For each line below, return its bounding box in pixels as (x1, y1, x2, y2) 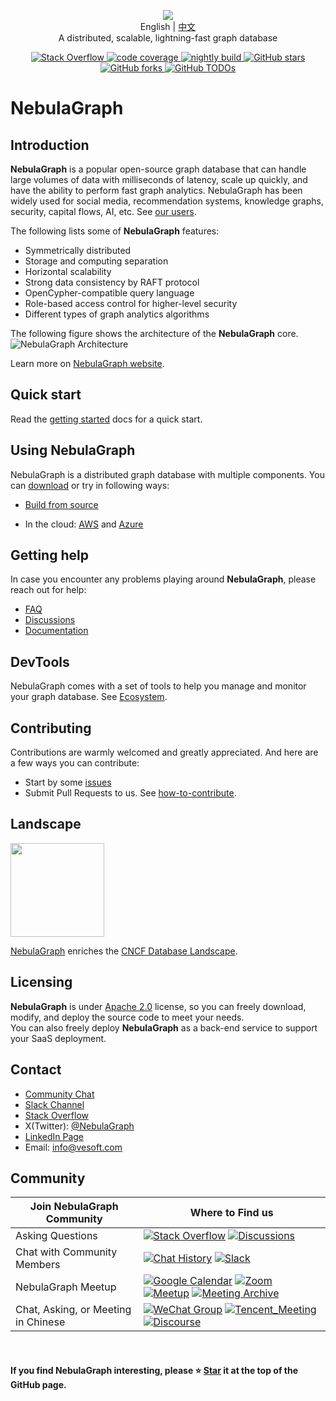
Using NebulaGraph (10, 442, 136, 459)
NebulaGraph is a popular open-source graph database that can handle (10, 163, 307, 175)
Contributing (10, 720, 92, 737)
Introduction (10, 136, 90, 154)
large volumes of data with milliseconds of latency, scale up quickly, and (10, 174, 308, 185)
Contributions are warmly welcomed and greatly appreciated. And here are (10, 746, 319, 759)
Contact (10, 1061, 62, 1079)
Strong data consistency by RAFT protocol (24, 276, 200, 288)
